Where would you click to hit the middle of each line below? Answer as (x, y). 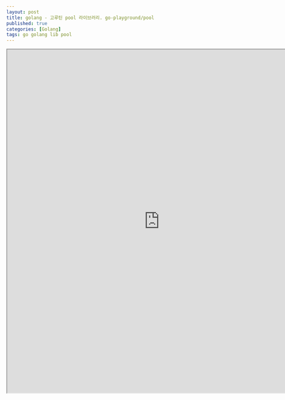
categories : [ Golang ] (34, 29)
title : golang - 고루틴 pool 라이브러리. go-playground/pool (80, 18)
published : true (27, 23)
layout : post (23, 12)
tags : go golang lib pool (39, 35)
